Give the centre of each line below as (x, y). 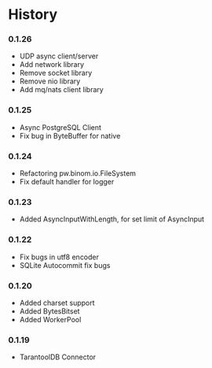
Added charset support (57, 303)
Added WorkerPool (50, 319)
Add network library (52, 65)
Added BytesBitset (49, 311)
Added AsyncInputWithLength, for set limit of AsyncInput (112, 219)
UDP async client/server (59, 56)
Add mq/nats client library (61, 90)
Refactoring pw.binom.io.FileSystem (77, 173)
